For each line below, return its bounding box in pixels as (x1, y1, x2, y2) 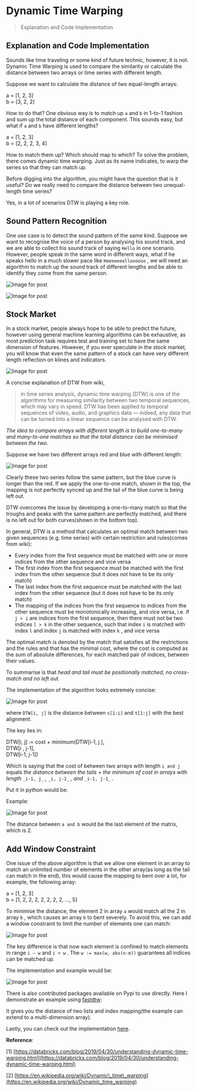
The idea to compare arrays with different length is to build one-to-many (6, 427, 183, 434)
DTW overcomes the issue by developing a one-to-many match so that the (6, 504, 187, 511)
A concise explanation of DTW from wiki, (6, 379, 105, 386)
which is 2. (6, 827, 32, 834)
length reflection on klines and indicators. (6, 356, 107, 363)
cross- (173, 669, 189, 676)
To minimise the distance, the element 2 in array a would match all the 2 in (6, 908, 186, 915)
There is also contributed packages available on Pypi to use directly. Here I (6, 990, 188, 997)
